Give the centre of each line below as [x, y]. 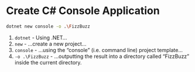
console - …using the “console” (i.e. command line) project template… [99, 50]
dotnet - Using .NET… [41, 37]
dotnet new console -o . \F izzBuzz [48, 26]
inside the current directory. [48, 62]
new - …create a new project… [50, 44]
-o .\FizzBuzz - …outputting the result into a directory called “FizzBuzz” [102, 56]
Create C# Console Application [83, 11]
